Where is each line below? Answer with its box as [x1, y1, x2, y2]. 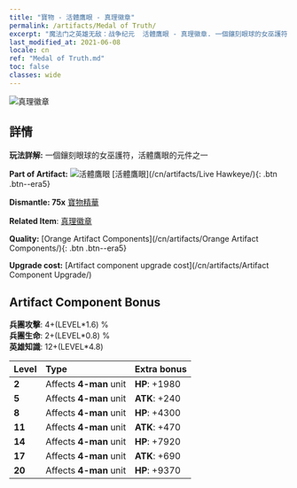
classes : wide [9, 71, 62, 80]
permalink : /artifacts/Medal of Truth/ [9, 21, 157, 30]
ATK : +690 [134, 450, 182, 462]
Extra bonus [134, 363, 188, 376]
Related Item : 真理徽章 [9, 215, 92, 226]
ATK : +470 [134, 422, 182, 434]
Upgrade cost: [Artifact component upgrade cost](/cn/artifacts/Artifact [9, 259, 270, 270]
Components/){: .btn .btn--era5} [9, 243, 127, 253]
